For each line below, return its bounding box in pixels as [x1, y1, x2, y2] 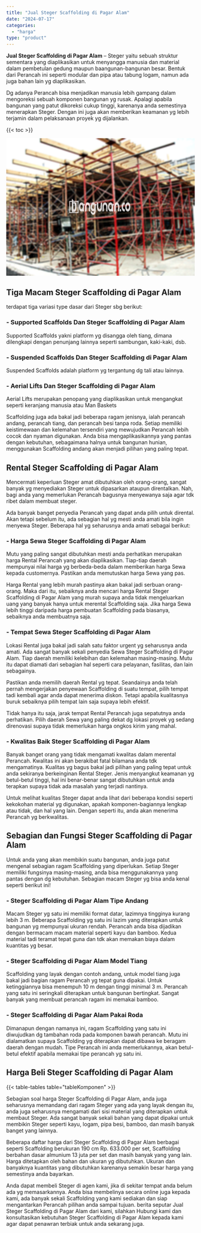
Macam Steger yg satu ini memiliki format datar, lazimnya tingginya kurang [6, 910, 190, 917]
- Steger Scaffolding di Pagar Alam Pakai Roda [6, 1011, 144, 1019]
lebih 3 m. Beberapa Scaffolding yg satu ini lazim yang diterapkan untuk [6, 917, 184, 924]
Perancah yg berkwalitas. [6, 813, 69, 821]
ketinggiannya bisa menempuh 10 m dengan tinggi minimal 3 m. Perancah [6, 983, 188, 990]
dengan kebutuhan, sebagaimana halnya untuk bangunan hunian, [6, 439, 167, 446]
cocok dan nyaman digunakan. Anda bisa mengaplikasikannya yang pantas [6, 432, 191, 440]
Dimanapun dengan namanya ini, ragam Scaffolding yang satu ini [6, 1024, 166, 1032]
